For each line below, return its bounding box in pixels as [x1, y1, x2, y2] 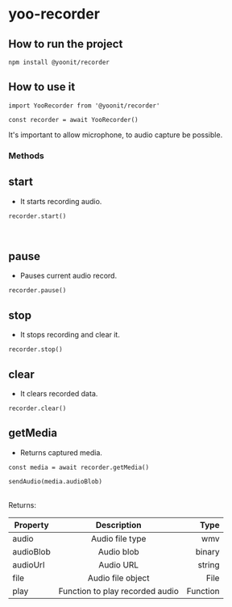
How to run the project [8, 37, 123, 51]
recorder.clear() [8, 404, 67, 412]
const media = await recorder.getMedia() [8, 463, 150, 471]
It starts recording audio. [19, 196, 102, 206]
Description [95, 519, 142, 530]
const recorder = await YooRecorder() [8, 115, 139, 123]
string [197, 559, 220, 570]
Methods [8, 150, 44, 161]
